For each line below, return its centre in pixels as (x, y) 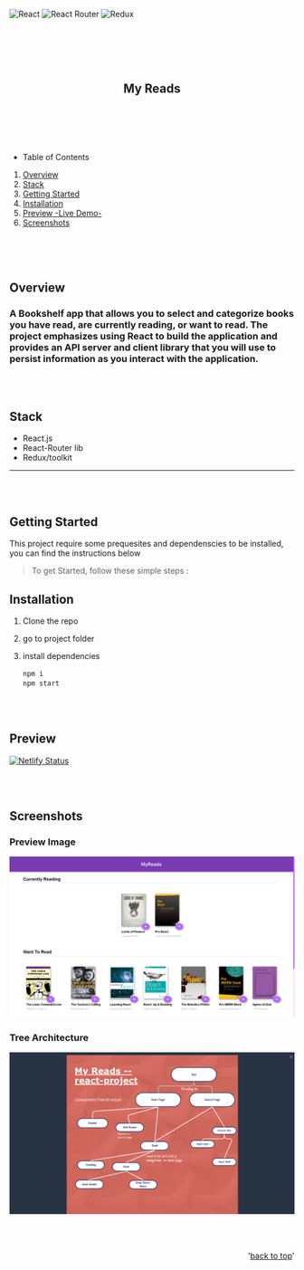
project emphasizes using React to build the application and (143, 337)
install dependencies (61, 655)
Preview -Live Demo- (62, 213)
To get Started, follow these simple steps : (110, 571)
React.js (38, 438)
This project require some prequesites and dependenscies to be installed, (147, 544)
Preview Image (43, 842)
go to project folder (58, 638)
